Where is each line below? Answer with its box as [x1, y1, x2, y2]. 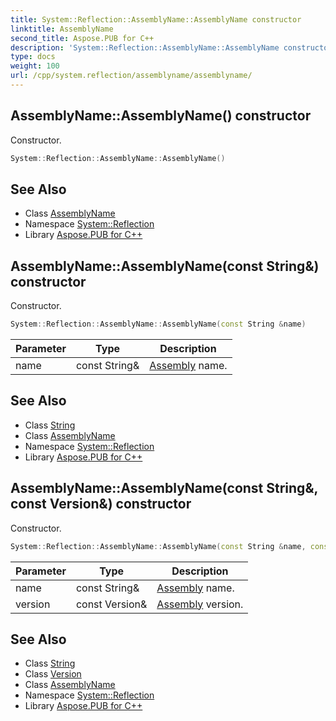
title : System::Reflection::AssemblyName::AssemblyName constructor [10, 14, 302, 25]
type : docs [10, 52, 56, 62]
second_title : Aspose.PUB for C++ [10, 33, 155, 43]
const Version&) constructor [10, 496, 192, 513]
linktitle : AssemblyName [10, 24, 114, 34]
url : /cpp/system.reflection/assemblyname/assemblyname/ [10, 71, 253, 81]
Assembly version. [156, 597, 244, 611]
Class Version [24, 668, 82, 680]
